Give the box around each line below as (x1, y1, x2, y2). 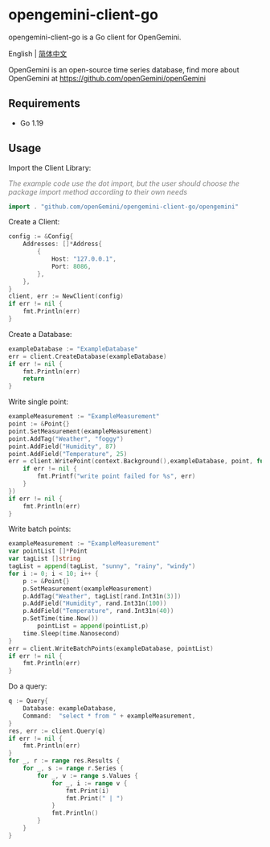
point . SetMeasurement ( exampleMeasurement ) (8, 427, 153, 435)
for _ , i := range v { (51, 779, 128, 787)
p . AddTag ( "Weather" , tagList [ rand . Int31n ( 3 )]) (22, 592, 182, 600)
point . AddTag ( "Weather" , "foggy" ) (8, 434, 125, 443)
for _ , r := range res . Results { (8, 757, 121, 765)
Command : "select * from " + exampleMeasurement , (22, 712, 196, 720)
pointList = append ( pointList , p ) (37, 622, 149, 631)
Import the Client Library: (8, 162, 92, 172)
